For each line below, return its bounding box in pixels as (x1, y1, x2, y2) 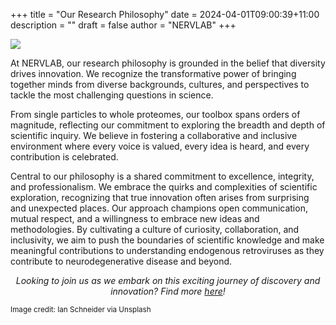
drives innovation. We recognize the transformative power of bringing (10, 68, 297, 79)
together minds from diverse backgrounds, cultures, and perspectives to (10, 79, 310, 90)
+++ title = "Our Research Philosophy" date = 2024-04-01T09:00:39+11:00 (10, 9, 320, 20)
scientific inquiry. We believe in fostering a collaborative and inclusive (10, 130, 298, 141)
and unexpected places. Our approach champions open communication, (10, 202, 308, 214)
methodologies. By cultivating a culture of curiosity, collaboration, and (10, 224, 300, 235)
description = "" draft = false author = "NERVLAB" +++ (10, 19, 237, 31)
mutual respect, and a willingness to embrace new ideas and (10, 213, 260, 224)
